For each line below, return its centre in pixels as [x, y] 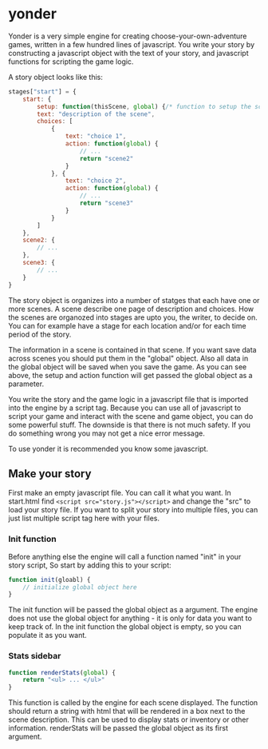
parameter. [26, 384]
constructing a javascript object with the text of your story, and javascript [128, 53]
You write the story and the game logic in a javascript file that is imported [128, 399]
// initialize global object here [80, 587]
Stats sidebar [35, 656]
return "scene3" [106, 203]
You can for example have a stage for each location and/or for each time [127, 325]
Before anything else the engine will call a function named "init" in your [125, 556]
